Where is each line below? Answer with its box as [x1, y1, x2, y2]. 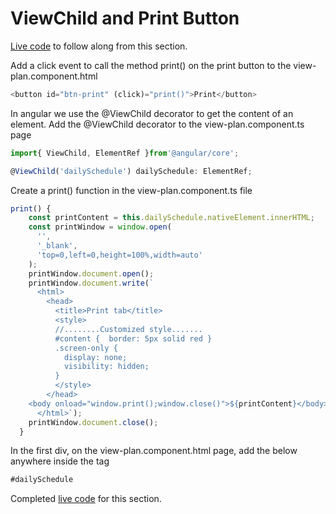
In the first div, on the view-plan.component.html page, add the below [10, 445, 298, 457]
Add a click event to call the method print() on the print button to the [10, 59, 292, 71]
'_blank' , [36, 241, 78, 251]
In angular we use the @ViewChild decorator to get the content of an [10, 107, 294, 119]
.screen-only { [54, 343, 118, 353]
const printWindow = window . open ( [28, 222, 172, 232]
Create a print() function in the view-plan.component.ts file [10, 184, 253, 196]
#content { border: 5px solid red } [54, 333, 213, 344]
